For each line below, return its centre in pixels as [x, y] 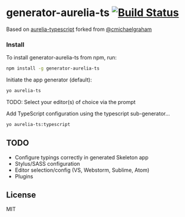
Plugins [24, 176]
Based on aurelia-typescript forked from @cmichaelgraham [79, 29]
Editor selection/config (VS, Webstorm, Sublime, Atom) [82, 170]
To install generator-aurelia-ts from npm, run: [62, 58]
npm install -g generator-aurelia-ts [53, 68]
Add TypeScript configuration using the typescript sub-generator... [88, 114]
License [21, 195]
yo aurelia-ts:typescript [38, 124]
